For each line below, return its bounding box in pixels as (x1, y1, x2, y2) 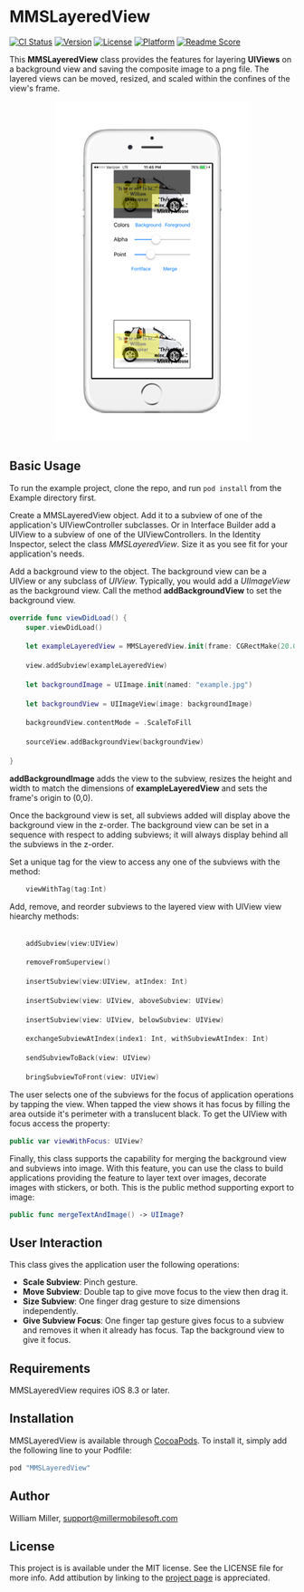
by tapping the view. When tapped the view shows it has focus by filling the (9, 1098, 291, 1109)
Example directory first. (9, 492, 97, 503)
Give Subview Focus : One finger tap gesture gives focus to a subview (22, 1316, 285, 1327)
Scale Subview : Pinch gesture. (22, 1277, 138, 1288)
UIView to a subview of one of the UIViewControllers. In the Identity (9, 528, 261, 540)
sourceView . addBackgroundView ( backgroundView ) (25, 738, 204, 747)
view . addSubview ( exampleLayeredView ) (25, 661, 168, 671)
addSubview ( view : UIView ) (25, 939, 119, 948)
